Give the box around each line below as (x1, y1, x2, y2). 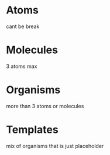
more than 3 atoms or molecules (6, 102, 84, 109)
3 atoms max (6, 63, 37, 70)
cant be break (6, 23, 40, 30)
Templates (6, 123, 59, 136)
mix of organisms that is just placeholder (6, 142, 104, 149)
